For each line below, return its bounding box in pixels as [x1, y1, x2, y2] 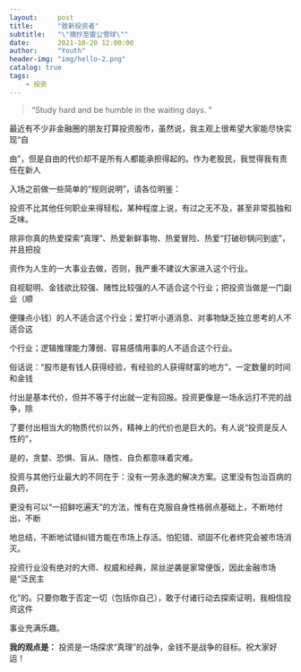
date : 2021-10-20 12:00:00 [9, 38, 134, 47]
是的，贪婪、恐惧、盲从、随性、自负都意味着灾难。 [9, 452, 198, 462]
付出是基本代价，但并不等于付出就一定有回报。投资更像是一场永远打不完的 [9, 392, 284, 402]
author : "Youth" [9, 47, 87, 56]
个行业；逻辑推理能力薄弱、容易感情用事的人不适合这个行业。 [9, 342, 237, 353]
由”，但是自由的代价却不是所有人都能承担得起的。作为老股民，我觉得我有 [9, 153, 280, 164]
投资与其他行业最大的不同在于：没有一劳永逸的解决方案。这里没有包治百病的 [9, 471, 292, 482]
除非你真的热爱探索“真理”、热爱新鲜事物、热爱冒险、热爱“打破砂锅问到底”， [9, 232, 290, 243]
